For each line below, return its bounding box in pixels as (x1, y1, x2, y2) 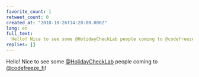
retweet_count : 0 (6, 14, 49, 20)
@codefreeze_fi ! (6, 64, 46, 71)
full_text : (6, 31, 33, 37)
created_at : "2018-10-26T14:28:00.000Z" (6, 20, 108, 25)
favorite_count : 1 (6, 8, 52, 15)
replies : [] (6, 42, 36, 48)
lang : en (6, 25, 28, 31)
